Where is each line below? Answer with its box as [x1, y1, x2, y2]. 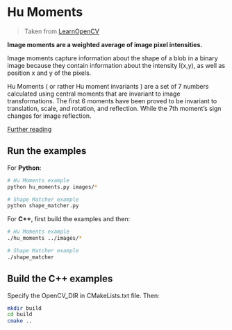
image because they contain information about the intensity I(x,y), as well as [7, 61, 226, 69]
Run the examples [7, 145, 87, 157]
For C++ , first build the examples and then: [7, 215, 131, 223]
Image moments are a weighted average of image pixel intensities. [7, 40, 203, 49]
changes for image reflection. [7, 112, 92, 120]
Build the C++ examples [7, 273, 113, 285]
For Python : [7, 164, 42, 172]
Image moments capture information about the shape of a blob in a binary [7, 53, 219, 62]
